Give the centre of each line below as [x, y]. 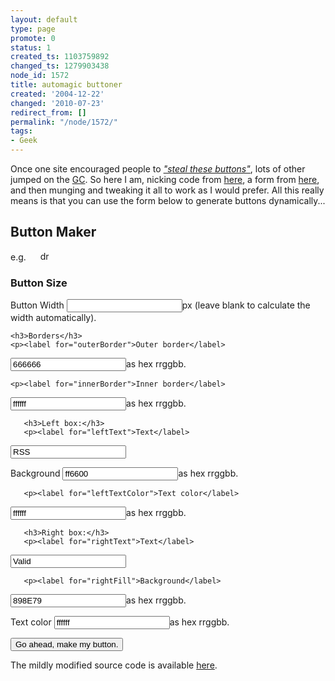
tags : [21, 131]
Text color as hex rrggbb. [120, 622]
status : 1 [31, 47]
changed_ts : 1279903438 [60, 66]
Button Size [39, 283]
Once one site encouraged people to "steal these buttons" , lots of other [158, 169]
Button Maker [53, 232]
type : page [33, 29]
